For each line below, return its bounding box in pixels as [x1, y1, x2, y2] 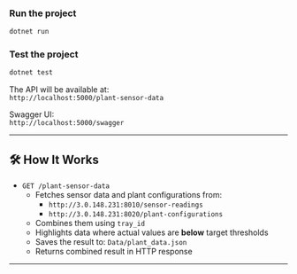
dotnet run [9, 27, 49, 36]
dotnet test [9, 68, 53, 77]
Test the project [9, 48, 79, 60]
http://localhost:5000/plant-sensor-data [9, 94, 164, 103]
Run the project [9, 7, 77, 20]
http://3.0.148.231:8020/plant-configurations [48, 210, 224, 219]
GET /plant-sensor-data [21, 182, 110, 191]
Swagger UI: [9, 109, 55, 120]
